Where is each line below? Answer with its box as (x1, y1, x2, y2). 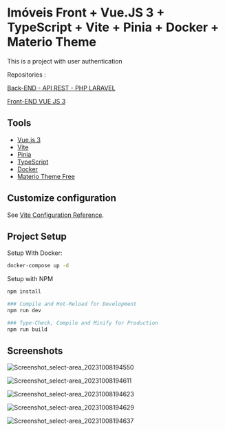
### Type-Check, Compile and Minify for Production (7, 319, 158, 326)
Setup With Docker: (7, 249, 63, 257)
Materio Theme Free (17, 172, 76, 180)
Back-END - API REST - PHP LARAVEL (7, 84, 116, 92)
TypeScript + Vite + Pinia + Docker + (7, 19, 219, 35)
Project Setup (7, 230, 67, 242)
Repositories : (7, 70, 46, 79)
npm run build (7, 326, 48, 333)
